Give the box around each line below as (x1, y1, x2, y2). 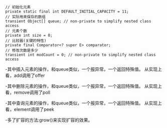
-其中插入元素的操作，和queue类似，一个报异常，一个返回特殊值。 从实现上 (5, 66, 162, 72)
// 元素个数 (5, 29, 28, 34)
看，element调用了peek (5, 106, 54, 112)
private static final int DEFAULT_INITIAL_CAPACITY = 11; (5, 9, 129, 14)
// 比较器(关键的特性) (5, 38, 47, 43)
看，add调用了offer (5, 72, 45, 78)
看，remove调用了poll (5, 89, 51, 95)
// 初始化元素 (5, 5, 31, 10)
